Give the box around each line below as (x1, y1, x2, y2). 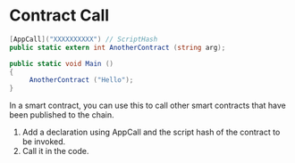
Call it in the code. (21, 146, 89, 157)
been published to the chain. (9, 110, 114, 120)
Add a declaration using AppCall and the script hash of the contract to (21, 126, 281, 138)
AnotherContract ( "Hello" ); (29, 76, 134, 85)
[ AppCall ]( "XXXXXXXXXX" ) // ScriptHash (9, 35, 158, 44)
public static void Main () (9, 59, 114, 68)
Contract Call (9, 5, 110, 26)
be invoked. (21, 136, 66, 147)
